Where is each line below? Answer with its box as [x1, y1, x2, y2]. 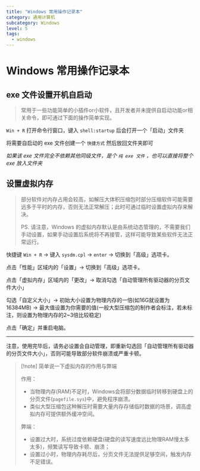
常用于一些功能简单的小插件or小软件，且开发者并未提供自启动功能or [20, 107, 188, 113]
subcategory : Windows [6, 20, 60, 26]
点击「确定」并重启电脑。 [6, 324, 69, 331]
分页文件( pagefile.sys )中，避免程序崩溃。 [29, 395, 134, 402]
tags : [6, 31, 20, 37]
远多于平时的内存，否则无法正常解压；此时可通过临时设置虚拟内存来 [20, 203, 188, 210]
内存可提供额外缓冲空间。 [35, 410, 98, 417]
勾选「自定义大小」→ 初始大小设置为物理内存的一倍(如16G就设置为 [6, 296, 170, 303]
